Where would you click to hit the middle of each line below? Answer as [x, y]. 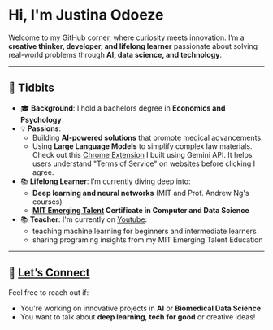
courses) [47, 202]
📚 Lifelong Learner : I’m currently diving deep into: [105, 181]
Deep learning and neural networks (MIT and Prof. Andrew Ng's [141, 193]
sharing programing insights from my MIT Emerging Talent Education [147, 239]
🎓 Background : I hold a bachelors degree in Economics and [123, 108]
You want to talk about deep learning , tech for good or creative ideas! [138, 317]
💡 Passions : [41, 128]
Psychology [41, 119]
